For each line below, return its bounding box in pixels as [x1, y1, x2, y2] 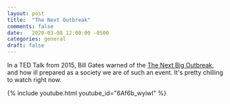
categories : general [7, 36, 67, 43]
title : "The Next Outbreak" [7, 17, 91, 23]
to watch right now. [7, 76, 62, 83]
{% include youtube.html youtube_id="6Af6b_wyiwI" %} [7, 89, 167, 97]
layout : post [7, 10, 45, 17]
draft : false [7, 42, 45, 49]
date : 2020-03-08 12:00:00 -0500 [7, 29, 109, 37]
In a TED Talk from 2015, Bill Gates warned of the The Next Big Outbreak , [7, 61, 215, 69]
